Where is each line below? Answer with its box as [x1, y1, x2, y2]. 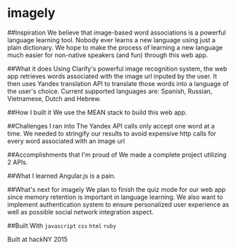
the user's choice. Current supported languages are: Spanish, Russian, [7, 87, 213, 95]
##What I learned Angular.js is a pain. [7, 171, 116, 180]
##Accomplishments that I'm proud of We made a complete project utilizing [7, 150, 227, 159]
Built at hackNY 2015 [7, 235, 68, 243]
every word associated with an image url [7, 136, 125, 145]
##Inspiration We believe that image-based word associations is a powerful [7, 28, 227, 37]
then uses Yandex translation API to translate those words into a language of [7, 79, 229, 87]
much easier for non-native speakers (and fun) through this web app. [7, 51, 209, 59]
